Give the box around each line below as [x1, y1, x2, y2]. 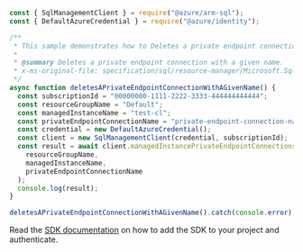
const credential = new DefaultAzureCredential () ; [17, 125, 212, 134]
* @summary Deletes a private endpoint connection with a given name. [13, 58, 284, 67]
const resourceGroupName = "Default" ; [17, 100, 164, 109]
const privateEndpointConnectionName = [17, 117, 168, 126]
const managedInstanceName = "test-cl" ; [17, 108, 171, 117]
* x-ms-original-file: [13, 67, 99, 76]
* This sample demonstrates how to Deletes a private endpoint [13, 41, 256, 50]
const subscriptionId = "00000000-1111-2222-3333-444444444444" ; [17, 91, 269, 101]
